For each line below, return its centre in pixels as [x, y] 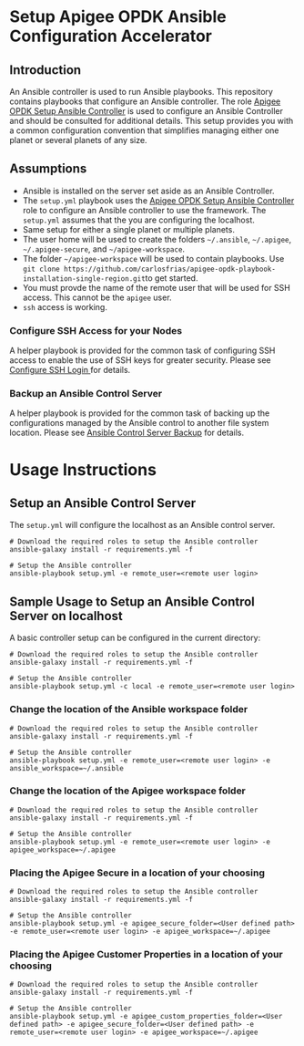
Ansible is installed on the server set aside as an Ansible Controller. [148, 191]
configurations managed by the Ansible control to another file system [139, 423]
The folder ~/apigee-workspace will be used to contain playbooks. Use [153, 258]
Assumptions [48, 169]
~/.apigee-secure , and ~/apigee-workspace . [103, 249]
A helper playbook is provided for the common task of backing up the [140, 413]
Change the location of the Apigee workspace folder [127, 791]
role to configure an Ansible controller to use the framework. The [144, 210]
